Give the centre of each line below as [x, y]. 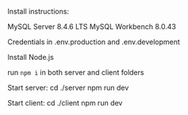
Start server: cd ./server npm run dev [68, 87]
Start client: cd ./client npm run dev [65, 103]
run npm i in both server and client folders [76, 72]
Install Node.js [31, 57]
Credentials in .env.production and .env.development [94, 42]
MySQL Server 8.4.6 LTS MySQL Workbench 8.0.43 [92, 26]
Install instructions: [38, 11]
